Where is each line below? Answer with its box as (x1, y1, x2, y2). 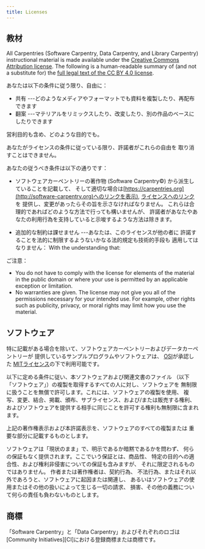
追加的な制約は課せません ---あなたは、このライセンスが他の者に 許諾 (15, 229, 192, 236)
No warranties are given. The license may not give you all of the (15, 289, 176, 296)
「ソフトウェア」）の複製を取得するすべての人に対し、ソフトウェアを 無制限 (6, 381, 197, 389)
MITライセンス (13, 360, 50, 368)
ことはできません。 (11, 151, 60, 159)
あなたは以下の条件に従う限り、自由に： (6, 82, 108, 89)
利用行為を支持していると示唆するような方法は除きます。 (31, 215, 175, 223)
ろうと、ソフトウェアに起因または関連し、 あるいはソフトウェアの (22, 476, 190, 484)
